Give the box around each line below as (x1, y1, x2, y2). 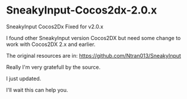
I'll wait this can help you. (6, 86, 68, 93)
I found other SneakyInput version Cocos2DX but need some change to (6, 34, 181, 41)
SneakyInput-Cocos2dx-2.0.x (6, 4, 157, 17)
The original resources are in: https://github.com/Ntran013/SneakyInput (6, 52, 181, 59)
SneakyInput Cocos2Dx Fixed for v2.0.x (6, 23, 104, 30)
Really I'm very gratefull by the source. (6, 63, 101, 71)
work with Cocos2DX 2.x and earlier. (6, 41, 96, 48)
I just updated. (6, 75, 42, 82)
